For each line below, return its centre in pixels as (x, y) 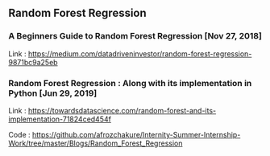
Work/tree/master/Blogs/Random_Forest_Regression (96, 143)
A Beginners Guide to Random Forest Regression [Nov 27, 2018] (135, 36)
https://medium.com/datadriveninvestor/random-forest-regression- (140, 53)
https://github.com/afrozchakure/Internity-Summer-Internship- (136, 134)
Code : (19, 134)
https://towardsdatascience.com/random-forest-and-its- (122, 110)
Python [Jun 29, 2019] (53, 93)
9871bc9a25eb (33, 62)
